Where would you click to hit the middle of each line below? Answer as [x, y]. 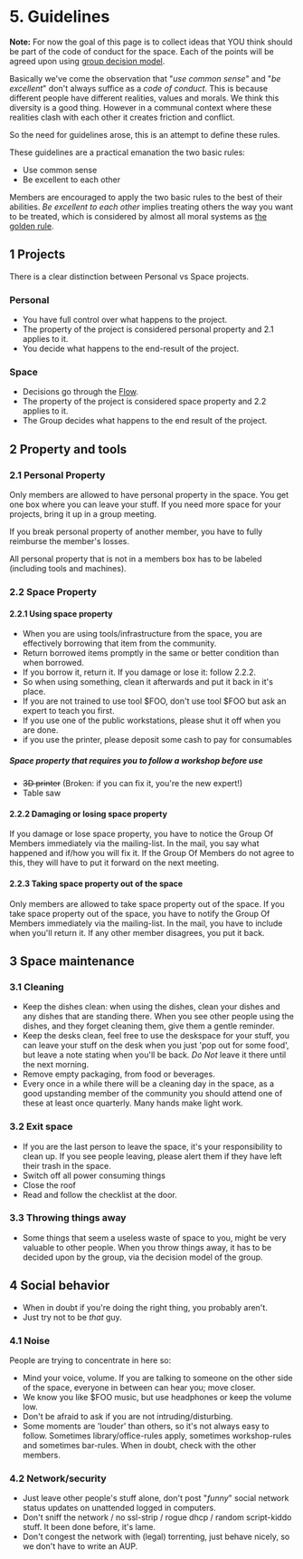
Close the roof [49, 1184]
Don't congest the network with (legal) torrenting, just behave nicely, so [156, 1537]
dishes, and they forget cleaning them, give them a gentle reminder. [148, 1026]
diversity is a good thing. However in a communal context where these [141, 107]
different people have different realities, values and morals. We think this [144, 98]
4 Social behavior [60, 1286]
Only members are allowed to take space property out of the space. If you [147, 903]
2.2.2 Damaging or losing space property [88, 814]
